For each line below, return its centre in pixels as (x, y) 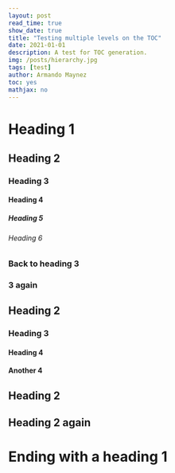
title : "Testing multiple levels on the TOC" (85, 38)
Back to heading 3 (44, 264)
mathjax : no (28, 90)
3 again (23, 285)
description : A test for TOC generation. (78, 53)
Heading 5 (26, 218)
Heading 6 (25, 238)
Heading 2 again (50, 423)
